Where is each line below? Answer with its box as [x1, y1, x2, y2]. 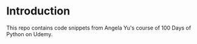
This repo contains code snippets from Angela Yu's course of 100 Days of [6, 24, 192, 31]
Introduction [6, 4, 71, 18]
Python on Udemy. [6, 30, 53, 37]
